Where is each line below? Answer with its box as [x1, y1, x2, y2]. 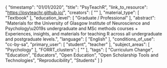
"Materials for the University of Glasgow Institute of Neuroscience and [5, 20, 150, 26]
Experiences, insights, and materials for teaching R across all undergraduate [5, 31, 162, 36]
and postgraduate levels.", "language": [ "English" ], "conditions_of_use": [5, 36, 155, 42]
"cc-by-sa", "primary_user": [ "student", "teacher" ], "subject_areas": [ [5, 41, 150, 47]
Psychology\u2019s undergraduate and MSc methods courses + [5, 25, 138, 31]
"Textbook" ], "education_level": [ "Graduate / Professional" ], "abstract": [5, 15, 156, 20]
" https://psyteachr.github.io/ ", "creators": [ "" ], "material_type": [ [5, 9, 139, 15]
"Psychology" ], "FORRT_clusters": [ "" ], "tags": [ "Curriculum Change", [5, 47, 153, 52]
